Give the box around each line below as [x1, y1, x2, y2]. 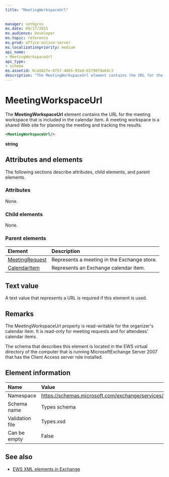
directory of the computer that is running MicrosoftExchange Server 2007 [5, 349, 158, 355]
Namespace [8, 392, 37, 399]
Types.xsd [41, 418, 66, 425]
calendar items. [5, 333, 38, 340]
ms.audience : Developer [5, 31, 55, 36]
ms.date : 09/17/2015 [5, 26, 49, 31]
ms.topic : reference [5, 36, 49, 41]
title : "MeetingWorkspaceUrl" [5, 7, 69, 13]
